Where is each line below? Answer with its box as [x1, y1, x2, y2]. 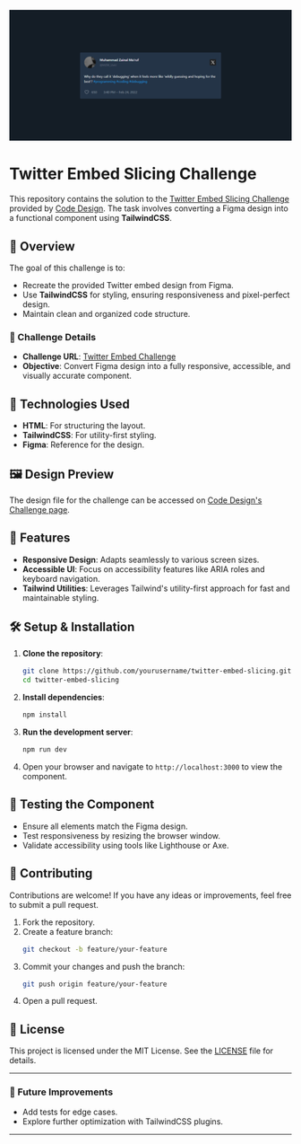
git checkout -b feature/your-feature [21, 945, 168, 954]
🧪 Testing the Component [9, 796, 155, 813]
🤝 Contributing [9, 866, 93, 881]
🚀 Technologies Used [9, 396, 130, 411]
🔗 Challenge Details [9, 330, 97, 343]
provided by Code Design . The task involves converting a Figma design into [9, 203, 288, 214]
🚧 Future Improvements [9, 1086, 114, 1098]
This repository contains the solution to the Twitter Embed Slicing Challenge [9, 194, 289, 205]
